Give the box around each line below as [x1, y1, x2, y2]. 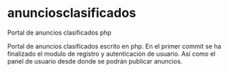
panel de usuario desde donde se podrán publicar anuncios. [7, 56, 183, 65]
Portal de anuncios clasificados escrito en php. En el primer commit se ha [7, 42, 222, 50]
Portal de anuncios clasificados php [7, 28, 112, 37]
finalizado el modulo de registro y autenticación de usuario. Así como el [7, 49, 216, 58]
